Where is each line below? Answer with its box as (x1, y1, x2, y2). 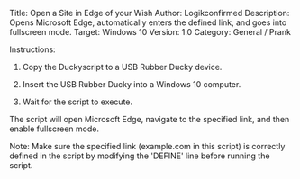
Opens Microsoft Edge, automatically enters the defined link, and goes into (9, 17, 287, 28)
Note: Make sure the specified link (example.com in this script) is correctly (9, 141, 286, 151)
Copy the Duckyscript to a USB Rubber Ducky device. (22, 62, 223, 72)
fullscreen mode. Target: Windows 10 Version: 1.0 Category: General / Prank (9, 27, 291, 37)
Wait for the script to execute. (22, 96, 133, 107)
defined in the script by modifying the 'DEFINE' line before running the (9, 150, 270, 161)
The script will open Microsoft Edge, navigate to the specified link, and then (9, 114, 290, 124)
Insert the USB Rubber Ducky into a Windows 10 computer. (22, 79, 241, 89)
